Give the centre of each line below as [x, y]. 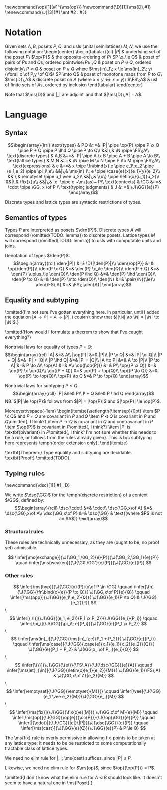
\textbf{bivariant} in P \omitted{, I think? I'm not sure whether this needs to [81, 432]
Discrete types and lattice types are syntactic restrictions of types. [73, 202]
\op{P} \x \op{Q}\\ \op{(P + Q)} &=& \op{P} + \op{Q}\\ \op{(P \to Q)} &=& [83, 371]
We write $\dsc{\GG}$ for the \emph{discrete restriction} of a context [77, 495]
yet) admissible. [21, 548]
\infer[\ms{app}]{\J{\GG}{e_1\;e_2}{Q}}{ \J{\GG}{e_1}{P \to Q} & [75, 597]
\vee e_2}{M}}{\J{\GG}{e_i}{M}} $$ [88, 696]
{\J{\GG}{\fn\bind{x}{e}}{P [44, 592]
